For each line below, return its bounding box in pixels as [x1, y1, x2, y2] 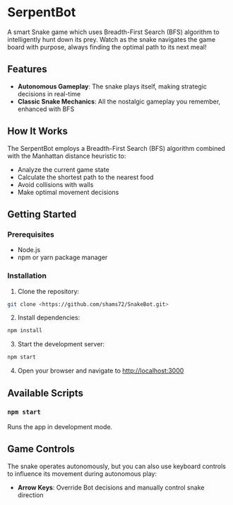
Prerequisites [7, 229, 54, 239]
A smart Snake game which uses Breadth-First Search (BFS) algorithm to [7, 28, 220, 36]
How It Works [7, 125, 68, 137]
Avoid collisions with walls [17, 180, 94, 188]
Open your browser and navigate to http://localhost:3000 [17, 366, 184, 375]
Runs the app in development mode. [7, 422, 113, 431]
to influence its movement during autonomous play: [7, 469, 157, 478]
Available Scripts [7, 387, 83, 399]
